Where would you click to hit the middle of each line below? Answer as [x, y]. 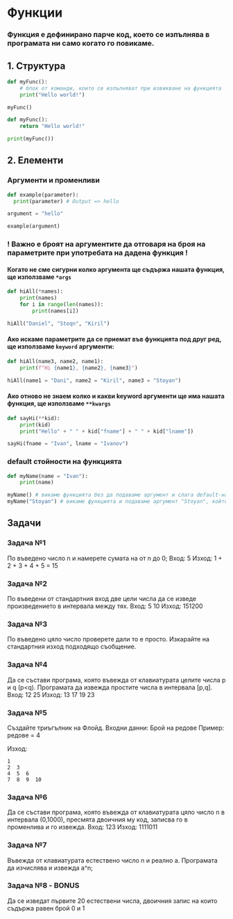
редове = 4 [24, 735]
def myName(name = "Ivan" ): [48, 476]
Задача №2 [27, 584]
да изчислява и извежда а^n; [50, 868]
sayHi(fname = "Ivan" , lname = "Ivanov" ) [68, 444]
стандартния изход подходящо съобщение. [72, 647]
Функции [35, 13]
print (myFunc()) [31, 139]
